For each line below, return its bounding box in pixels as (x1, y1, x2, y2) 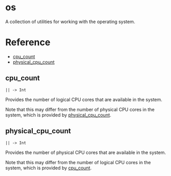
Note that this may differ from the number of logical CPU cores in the (5, 159, 151, 165)
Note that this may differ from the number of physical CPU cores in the (5, 106, 155, 112)
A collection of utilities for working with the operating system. (5, 18, 136, 25)
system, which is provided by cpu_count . (5, 165, 92, 171)
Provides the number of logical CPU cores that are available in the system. (5, 96, 163, 103)
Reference (5, 36, 50, 48)
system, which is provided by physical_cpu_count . (5, 112, 111, 118)
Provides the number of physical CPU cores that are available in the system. (5, 149, 166, 155)
